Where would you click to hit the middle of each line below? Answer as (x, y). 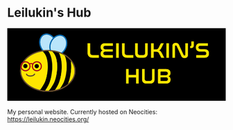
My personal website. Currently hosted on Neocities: (83, 111)
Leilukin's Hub (49, 13)
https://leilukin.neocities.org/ (48, 119)
